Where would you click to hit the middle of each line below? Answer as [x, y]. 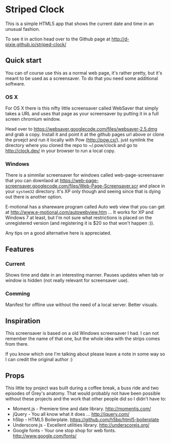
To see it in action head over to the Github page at [58, 39]
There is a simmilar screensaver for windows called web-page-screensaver [85, 175]
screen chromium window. [33, 119]
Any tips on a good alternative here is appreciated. [58, 233]
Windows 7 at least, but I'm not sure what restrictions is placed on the [79, 218]
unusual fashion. [23, 29]
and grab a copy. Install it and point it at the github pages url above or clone [85, 135]
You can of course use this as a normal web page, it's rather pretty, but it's [84, 73]
